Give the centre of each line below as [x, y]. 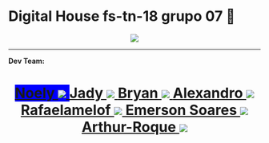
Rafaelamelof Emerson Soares [129, 110]
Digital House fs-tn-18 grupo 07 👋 [122, 16]
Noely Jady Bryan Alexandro [129, 93]
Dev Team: [27, 61]
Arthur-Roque [128, 127]
